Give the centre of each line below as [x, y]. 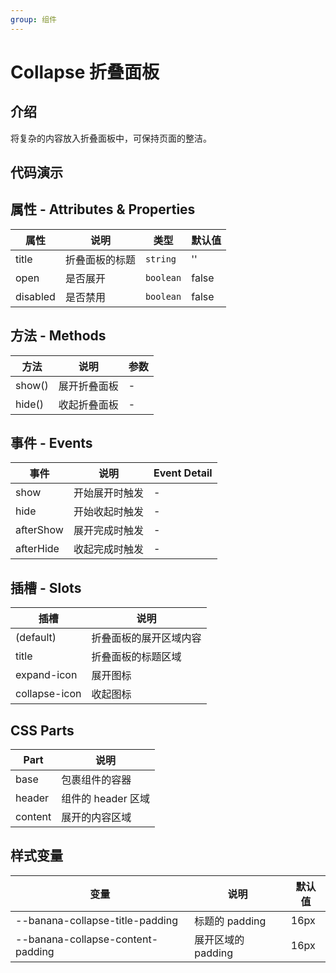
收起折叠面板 [88, 404]
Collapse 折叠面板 [85, 72]
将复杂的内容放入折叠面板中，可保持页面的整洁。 [111, 138]
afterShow [39, 530]
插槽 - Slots [46, 587]
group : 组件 [33, 19]
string [160, 259]
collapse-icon [48, 694]
